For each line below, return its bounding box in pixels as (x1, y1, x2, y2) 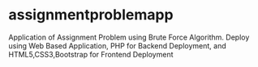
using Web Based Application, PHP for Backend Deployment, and (8, 40, 226, 50)
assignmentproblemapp (8, 6, 174, 24)
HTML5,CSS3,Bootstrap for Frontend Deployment (8, 49, 174, 59)
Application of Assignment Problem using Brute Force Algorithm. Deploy (8, 32, 250, 42)
